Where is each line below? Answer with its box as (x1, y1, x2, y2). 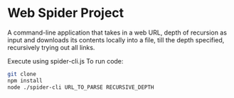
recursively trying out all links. (7, 43, 95, 51)
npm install (7, 77, 43, 84)
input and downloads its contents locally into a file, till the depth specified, (7, 35, 225, 44)
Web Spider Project (7, 5, 124, 21)
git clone (7, 71, 37, 78)
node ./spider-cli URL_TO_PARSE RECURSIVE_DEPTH (7, 83, 154, 91)
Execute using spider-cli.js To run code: (7, 56, 124, 65)
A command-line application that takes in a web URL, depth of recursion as (7, 28, 228, 37)
